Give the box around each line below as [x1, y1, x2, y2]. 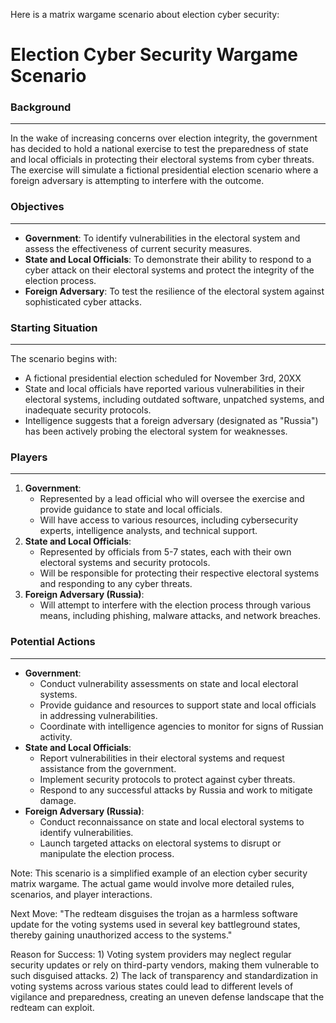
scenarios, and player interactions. [10, 888, 153, 900]
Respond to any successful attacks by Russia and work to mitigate [39, 784, 313, 796]
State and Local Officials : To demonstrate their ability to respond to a [24, 253, 312, 265]
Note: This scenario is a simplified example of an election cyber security [10, 867, 308, 879]
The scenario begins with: [10, 353, 118, 365]
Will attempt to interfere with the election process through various [39, 599, 312, 611]
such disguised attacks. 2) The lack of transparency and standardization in [10, 969, 318, 981]
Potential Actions [10, 635, 96, 649]
